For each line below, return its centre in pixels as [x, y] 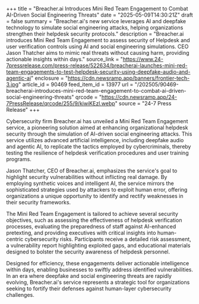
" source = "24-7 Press [143, 103]
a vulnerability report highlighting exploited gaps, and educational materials [98, 245]
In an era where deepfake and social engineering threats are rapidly [89, 276]
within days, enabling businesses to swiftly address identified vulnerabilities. [100, 269]
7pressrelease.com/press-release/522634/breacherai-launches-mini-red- [97, 65]
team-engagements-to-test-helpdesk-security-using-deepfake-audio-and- [98, 72]
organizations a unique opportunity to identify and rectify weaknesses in [95, 196]
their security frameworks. [39, 202]
